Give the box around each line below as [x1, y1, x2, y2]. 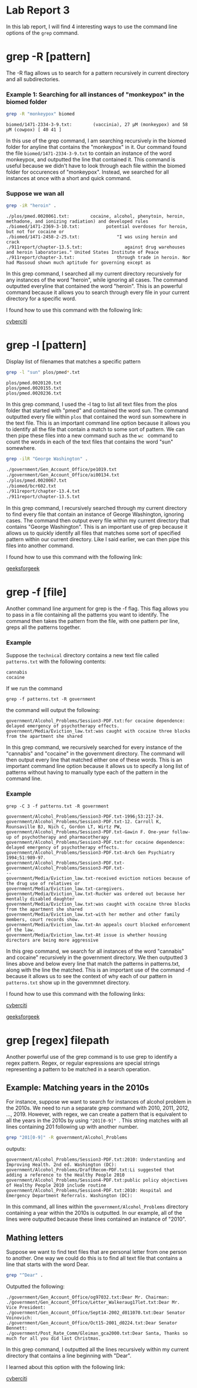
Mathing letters [6, 1233, 64, 1243]
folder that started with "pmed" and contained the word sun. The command [6, 407, 189, 414]
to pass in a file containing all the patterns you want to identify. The [6, 611, 169, 618]
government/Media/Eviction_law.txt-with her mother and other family [6, 911, 181, 917]
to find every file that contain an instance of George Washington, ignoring [6, 511, 184, 518]
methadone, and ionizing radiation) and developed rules [6, 218, 149, 224]
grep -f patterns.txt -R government [6, 696, 96, 703]
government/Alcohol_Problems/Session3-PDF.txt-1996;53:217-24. [6, 813, 165, 819]
